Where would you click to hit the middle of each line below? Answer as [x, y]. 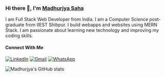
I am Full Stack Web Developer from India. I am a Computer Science [77, 20]
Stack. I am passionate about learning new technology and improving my [82, 30]
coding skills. [19, 36]
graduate [15, 25]
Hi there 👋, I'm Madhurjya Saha [45, 8]
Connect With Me [24, 47]
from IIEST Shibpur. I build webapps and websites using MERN [91, 25]
